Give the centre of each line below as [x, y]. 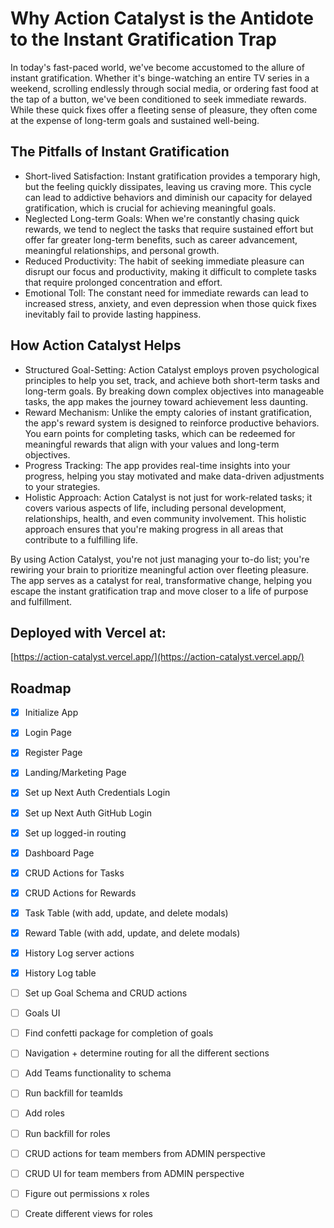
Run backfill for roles [67, 1133]
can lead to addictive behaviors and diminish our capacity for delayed [168, 197]
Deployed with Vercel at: [88, 632]
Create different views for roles [88, 1213]
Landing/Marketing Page [75, 773]
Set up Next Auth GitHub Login [88, 813]
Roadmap [41, 688]
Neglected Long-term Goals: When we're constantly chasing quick [162, 218]
